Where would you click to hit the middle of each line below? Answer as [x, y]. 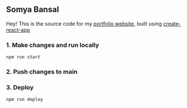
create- [172, 23]
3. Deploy [20, 87]
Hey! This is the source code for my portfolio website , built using [84, 23]
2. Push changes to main [42, 72]
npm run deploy [25, 100]
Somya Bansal [33, 10]
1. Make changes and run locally [53, 45]
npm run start [23, 57]
